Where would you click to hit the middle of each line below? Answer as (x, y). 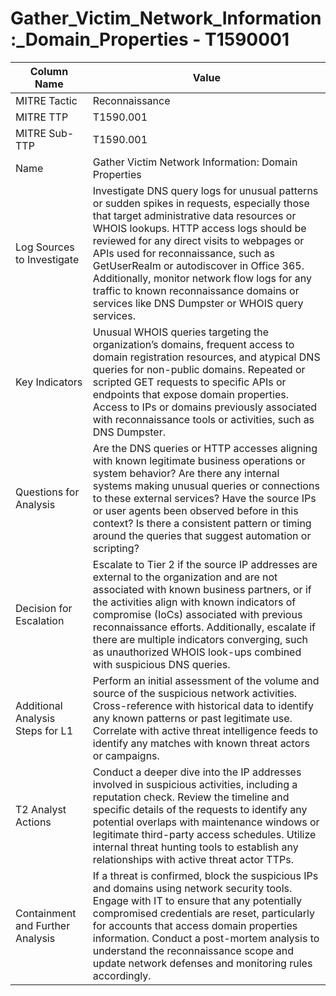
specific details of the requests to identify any (200, 809)
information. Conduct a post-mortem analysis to (206, 938)
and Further (43, 925)
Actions (33, 822)
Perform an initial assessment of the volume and (206, 680)
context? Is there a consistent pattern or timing (202, 523)
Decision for (44, 608)
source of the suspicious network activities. (195, 693)
